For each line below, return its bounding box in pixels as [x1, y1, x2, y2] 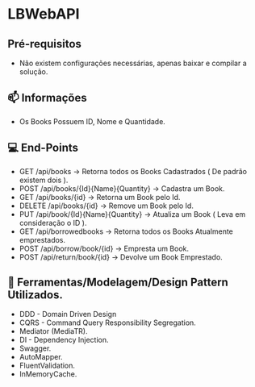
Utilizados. [7, 288, 64, 302]
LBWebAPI [7, 5, 80, 23]
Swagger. [19, 343, 52, 353]
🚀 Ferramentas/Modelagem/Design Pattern [7, 276, 229, 289]
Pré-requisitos [7, 37, 82, 51]
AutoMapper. [19, 352, 63, 362]
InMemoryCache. [19, 369, 77, 379]
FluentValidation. [19, 360, 76, 371]
